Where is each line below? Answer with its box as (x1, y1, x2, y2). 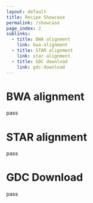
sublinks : (6, 31, 31, 37)
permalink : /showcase (6, 20, 60, 26)
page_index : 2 (6, 25, 42, 32)
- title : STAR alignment (11, 48, 73, 54)
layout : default (6, 8, 46, 15)
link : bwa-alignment (17, 42, 68, 48)
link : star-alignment (17, 53, 70, 59)
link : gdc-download (17, 64, 66, 70)
